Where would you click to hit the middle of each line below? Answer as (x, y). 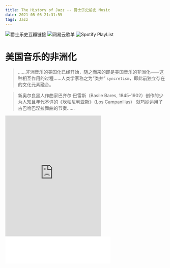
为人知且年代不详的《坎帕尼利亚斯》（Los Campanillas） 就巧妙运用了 (90, 102)
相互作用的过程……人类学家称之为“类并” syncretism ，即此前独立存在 (94, 78)
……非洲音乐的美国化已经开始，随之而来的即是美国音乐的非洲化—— (88, 72)
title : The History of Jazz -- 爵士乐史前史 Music (58, 10)
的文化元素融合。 (36, 85)
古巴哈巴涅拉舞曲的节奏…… (46, 108)
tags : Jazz (17, 19)
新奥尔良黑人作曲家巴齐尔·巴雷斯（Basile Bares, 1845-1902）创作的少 (91, 96)
